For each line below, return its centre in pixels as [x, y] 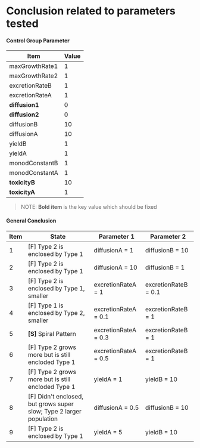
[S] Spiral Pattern [52, 333]
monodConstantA [34, 173]
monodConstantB [34, 163]
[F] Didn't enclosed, [56, 396]
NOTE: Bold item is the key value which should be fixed [89, 207]
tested [22, 24]
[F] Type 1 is [46, 305]
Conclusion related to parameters [91, 11]
